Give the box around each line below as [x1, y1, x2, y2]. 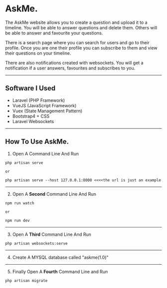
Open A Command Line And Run [12, 150, 79, 156]
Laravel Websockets [12, 118, 54, 124]
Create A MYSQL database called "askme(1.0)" [12, 254, 109, 260]
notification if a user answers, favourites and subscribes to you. [5, 65, 136, 71]
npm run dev [5, 218, 30, 223]
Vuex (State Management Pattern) [12, 108, 83, 114]
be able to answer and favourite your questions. [5, 30, 103, 36]
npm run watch [5, 201, 35, 206]
